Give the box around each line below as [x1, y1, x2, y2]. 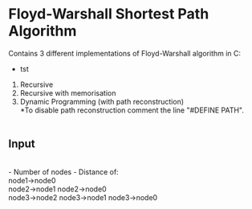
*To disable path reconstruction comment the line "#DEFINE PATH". [19, 105, 245, 115]
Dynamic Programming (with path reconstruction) [19, 96, 185, 106]
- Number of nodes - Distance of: [8, 166, 119, 177]
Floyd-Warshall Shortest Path [8, 5, 209, 23]
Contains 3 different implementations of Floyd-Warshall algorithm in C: [8, 48, 242, 58]
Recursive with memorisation [19, 88, 116, 97]
